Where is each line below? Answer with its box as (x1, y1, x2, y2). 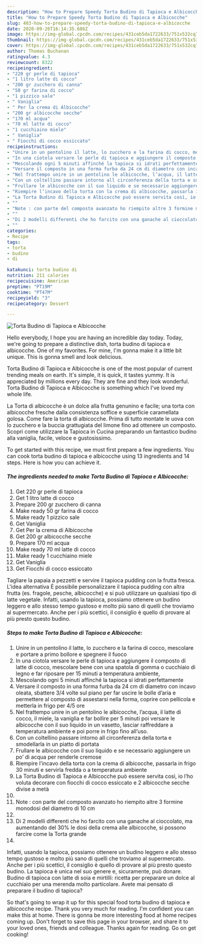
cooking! (7, 931, 29, 938)
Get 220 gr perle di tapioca (15, 488, 83, 495)
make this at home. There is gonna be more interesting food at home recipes (7, 911, 197, 919)
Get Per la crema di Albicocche (15, 527, 93, 534)
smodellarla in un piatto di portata (15, 740, 99, 748)
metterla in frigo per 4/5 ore (15, 702, 85, 710)
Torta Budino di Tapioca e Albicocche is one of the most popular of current (7, 365, 193, 372)
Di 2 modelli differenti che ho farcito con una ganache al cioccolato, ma (15, 818, 193, 825)
